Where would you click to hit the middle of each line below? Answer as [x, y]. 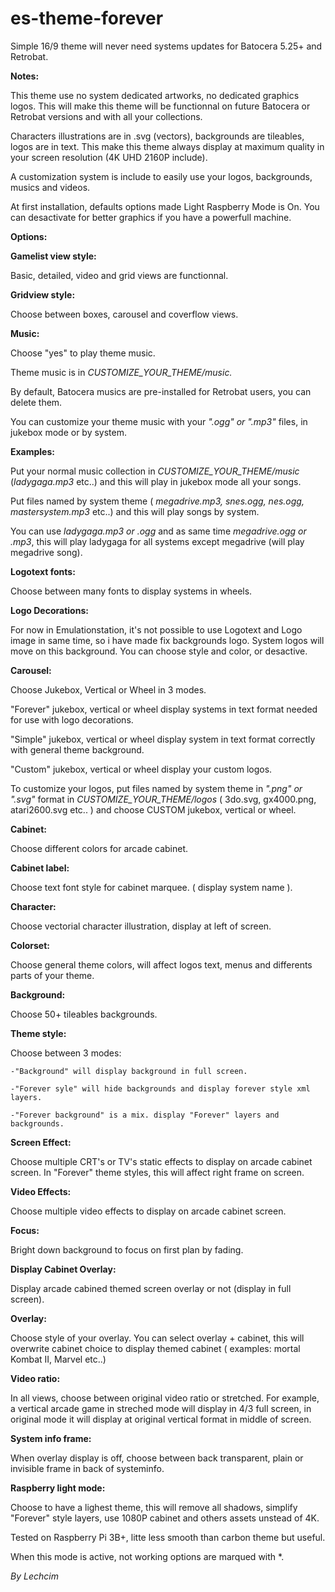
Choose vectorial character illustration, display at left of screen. [141, 926]
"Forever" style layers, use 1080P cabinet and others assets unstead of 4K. [165, 1518]
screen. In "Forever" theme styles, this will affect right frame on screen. [157, 1172]
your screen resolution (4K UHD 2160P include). [109, 157]
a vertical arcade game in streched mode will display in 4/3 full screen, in [161, 1408]
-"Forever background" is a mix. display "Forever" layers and [145, 1115]
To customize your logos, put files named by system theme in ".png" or [156, 788]
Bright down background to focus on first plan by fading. [127, 1249]
